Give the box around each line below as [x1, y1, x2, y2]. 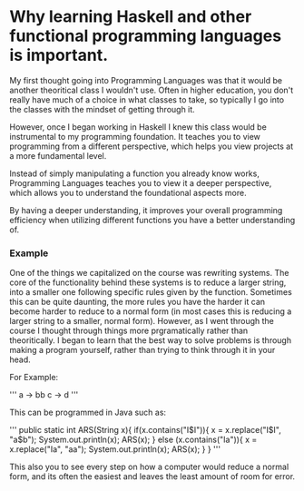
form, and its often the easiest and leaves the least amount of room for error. [9, 471, 296, 482]
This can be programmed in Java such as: [9, 407, 166, 418]
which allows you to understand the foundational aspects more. [9, 187, 247, 198]
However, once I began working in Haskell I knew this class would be [9, 121, 268, 133]
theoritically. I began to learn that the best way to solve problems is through [9, 335, 292, 346]
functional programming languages [9, 25, 282, 46]
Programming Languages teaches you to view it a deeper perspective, [9, 177, 272, 188]
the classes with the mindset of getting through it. [9, 103, 195, 114]
